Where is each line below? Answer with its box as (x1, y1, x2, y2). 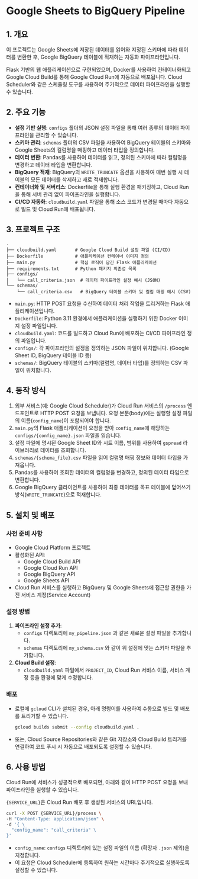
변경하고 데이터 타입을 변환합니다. (14, 161, 93, 168)
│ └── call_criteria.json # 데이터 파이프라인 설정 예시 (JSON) (6, 277, 161, 283)
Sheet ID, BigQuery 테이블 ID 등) (14, 351, 92, 359)
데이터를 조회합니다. (40, 447, 87, 454)
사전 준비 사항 (6, 529, 43, 537)
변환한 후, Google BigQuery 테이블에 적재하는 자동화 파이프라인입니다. (17, 53, 180, 60)
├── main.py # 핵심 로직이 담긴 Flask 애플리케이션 (6, 259, 157, 265)
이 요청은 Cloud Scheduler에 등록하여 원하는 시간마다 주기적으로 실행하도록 (14, 859, 190, 866)
